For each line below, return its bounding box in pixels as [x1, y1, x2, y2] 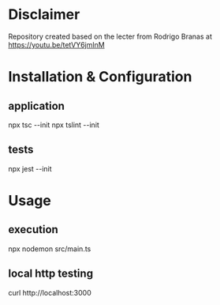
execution [8, 223, 59, 236]
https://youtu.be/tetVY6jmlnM [8, 40, 105, 49]
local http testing [8, 267, 93, 281]
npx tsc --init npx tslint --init [8, 120, 100, 130]
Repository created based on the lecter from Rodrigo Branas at [8, 32, 213, 41]
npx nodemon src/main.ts [8, 243, 91, 254]
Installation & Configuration [8, 68, 192, 86]
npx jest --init [8, 164, 53, 173]
